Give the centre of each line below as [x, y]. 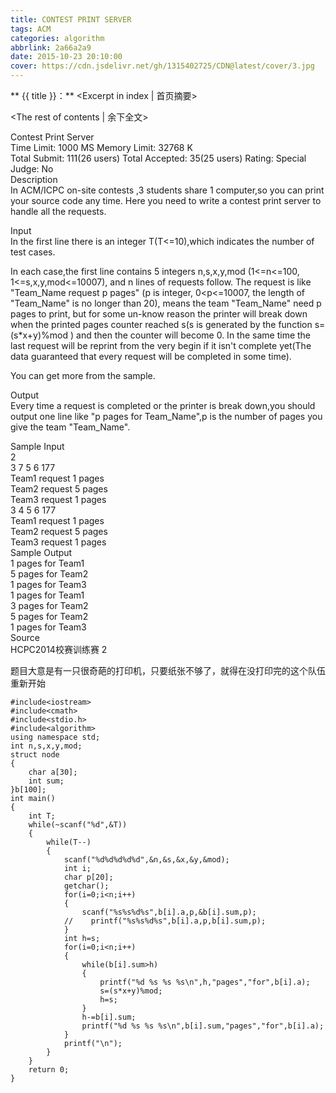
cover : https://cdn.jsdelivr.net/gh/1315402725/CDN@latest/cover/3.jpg [162, 66]
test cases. [33, 252]
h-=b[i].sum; [109, 1017]
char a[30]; [53, 772]
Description [34, 179]
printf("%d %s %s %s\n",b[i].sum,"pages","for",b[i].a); [203, 1026]
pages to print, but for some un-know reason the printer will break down [159, 314]
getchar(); [86, 886]
